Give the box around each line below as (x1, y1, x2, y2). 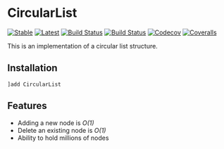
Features (7, 100, 47, 112)
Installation (7, 62, 58, 74)
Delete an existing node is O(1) (17, 126, 106, 134)
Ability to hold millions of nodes (17, 134, 109, 142)
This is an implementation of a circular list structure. (7, 41, 158, 50)
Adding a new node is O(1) (17, 118, 94, 127)
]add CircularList (7, 81, 61, 88)
